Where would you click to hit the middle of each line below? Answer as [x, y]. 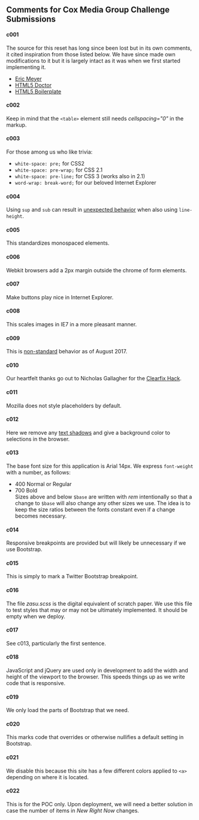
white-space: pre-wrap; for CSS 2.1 [59, 170]
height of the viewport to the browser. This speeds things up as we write [96, 677]
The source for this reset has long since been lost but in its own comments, [99, 48]
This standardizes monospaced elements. [58, 243]
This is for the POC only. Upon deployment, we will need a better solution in [99, 804]
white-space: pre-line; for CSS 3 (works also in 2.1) [80, 176]
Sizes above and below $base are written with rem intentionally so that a [103, 497]
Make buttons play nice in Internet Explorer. [60, 297]
